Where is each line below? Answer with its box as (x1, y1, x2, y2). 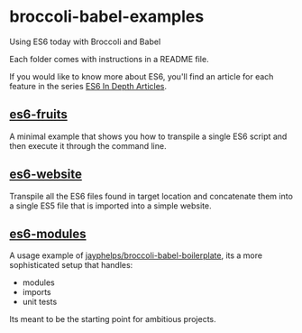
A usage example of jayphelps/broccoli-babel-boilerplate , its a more (9, 250, 263, 261)
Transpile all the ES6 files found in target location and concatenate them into (9, 190, 293, 201)
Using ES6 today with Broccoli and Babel (9, 36, 161, 47)
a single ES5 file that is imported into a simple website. (9, 200, 212, 211)
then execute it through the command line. (9, 140, 167, 151)
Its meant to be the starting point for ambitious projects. (9, 314, 216, 325)
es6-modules (9, 226, 87, 241)
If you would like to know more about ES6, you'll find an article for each (9, 70, 274, 82)
